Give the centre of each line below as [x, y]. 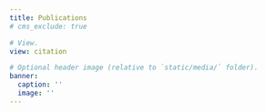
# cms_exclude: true [49, 26]
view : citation [38, 51]
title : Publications [49, 18]
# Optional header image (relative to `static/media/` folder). [134, 68]
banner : [24, 76]
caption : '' [41, 85]
